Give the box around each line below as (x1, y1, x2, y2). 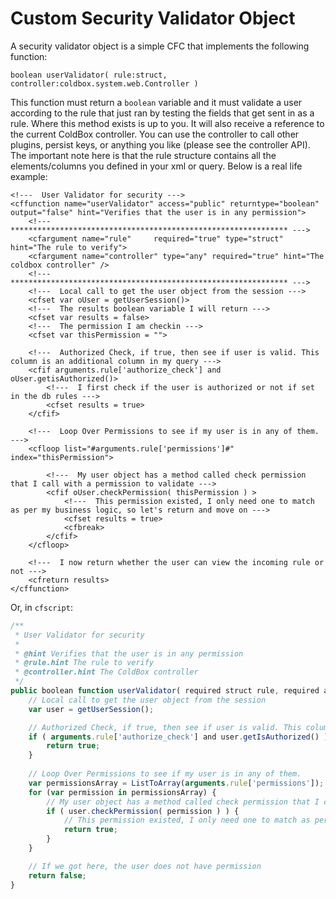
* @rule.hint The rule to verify (14, 658, 155, 668)
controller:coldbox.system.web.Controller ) (10, 78, 199, 89)
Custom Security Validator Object (10, 7, 296, 30)
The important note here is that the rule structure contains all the (10, 149, 277, 161)
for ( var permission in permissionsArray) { (28, 787, 217, 797)
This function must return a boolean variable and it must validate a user (10, 96, 303, 108)
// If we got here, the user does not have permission (28, 861, 262, 871)
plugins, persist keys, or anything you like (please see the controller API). (10, 138, 311, 151)
